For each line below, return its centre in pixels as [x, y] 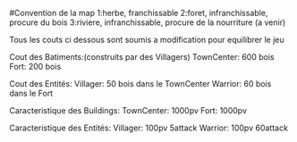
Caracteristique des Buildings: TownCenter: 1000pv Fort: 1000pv [128, 110]
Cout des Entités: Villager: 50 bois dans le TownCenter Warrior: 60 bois [140, 84]
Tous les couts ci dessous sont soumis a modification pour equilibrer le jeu [147, 40]
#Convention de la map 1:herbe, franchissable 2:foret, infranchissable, [139, 13]
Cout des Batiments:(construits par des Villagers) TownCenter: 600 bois [142, 57]
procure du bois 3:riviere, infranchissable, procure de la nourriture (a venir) [148, 22]
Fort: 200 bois [35, 67]
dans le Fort [31, 93]
